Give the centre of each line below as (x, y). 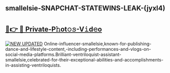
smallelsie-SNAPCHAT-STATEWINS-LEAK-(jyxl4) (85, 8)
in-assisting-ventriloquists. (33, 65)
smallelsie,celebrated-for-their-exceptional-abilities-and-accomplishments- (84, 60)
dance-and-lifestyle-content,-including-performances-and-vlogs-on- (78, 49)
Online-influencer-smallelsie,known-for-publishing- (98, 44)
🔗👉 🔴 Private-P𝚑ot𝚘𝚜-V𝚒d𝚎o (54, 29)
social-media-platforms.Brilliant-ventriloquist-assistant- (63, 54)
